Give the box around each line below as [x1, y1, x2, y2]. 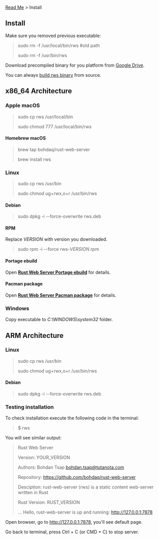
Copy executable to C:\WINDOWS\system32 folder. [5, 317, 113, 323]
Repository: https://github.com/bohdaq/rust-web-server [17, 474, 136, 480]
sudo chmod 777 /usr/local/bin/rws [17, 123, 92, 129]
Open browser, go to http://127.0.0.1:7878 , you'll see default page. [5, 519, 143, 525]
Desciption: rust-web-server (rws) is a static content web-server [17, 484, 154, 490]
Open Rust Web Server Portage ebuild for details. [5, 269, 111, 275]
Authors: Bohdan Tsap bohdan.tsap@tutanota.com [17, 464, 124, 470]
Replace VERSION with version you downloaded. [5, 236, 108, 242]
